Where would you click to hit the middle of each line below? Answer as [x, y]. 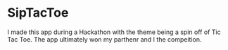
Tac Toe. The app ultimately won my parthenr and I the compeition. [104, 39]
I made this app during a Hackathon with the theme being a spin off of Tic [114, 32]
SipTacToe [38, 13]
